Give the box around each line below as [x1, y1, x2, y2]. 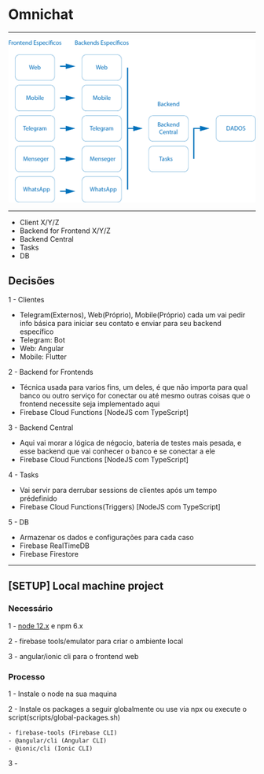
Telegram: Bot [19, 335, 65, 344]
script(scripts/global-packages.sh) [8, 713, 120, 722]
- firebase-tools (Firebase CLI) [8, 728, 118, 737]
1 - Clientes [8, 294, 45, 304]
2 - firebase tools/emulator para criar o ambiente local [8, 636, 183, 646]
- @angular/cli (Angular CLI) [8, 736, 108, 745]
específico [19, 327, 54, 336]
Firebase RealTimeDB [19, 541, 90, 550]
